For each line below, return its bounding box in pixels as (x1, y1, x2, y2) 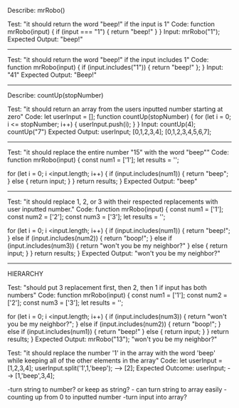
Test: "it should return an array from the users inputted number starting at (7, 105, 223, 113)
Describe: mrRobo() (7, 6, 65, 14)
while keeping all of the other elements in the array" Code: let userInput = (7, 356, 223, 365)
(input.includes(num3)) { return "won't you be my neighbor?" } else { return (7, 241, 228, 250)
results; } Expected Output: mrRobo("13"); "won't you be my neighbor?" (7, 335, 218, 343)
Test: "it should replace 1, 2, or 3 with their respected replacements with (7, 197, 218, 206)
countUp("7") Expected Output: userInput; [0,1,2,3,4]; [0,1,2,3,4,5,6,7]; (7, 127, 212, 136)
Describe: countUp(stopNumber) (7, 91, 104, 99)
